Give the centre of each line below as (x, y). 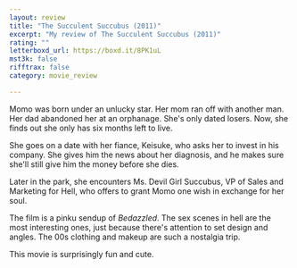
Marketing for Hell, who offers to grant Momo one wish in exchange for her (147, 191)
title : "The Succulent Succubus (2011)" (86, 26)
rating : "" (29, 42)
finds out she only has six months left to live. (91, 128)
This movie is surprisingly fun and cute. (82, 254)
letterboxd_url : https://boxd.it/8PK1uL (86, 51)
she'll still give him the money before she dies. (95, 164)
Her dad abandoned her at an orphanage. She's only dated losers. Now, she (148, 118)
